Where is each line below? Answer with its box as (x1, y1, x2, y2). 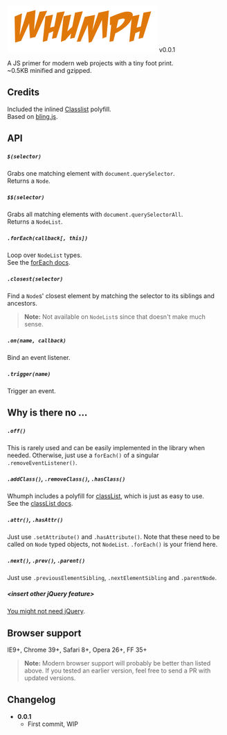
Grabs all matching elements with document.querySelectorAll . (7, 210, 183, 219)
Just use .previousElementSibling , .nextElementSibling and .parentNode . (7, 574, 217, 582)
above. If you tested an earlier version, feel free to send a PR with (24, 666, 211, 675)
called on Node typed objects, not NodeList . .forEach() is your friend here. (7, 540, 218, 549)
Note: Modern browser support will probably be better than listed (24, 659, 211, 668)
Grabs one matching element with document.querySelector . (7, 170, 175, 178)
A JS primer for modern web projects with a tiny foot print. (7, 59, 174, 67)
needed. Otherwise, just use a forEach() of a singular (7, 451, 159, 460)
